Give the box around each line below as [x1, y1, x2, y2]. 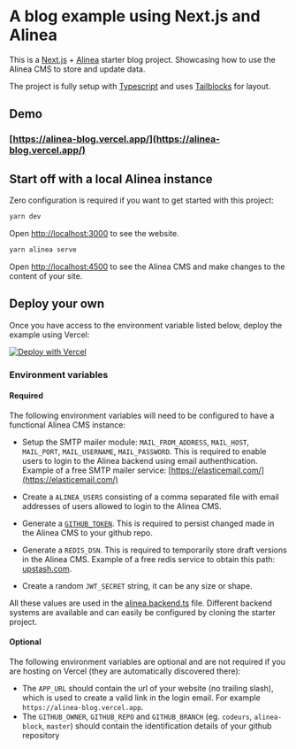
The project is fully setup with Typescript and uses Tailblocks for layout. [9, 81, 271, 91]
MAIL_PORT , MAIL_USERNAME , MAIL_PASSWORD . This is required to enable [21, 445, 267, 457]
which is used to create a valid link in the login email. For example [21, 692, 261, 703]
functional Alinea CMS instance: [9, 419, 126, 430]
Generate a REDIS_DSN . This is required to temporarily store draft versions [21, 544, 287, 555]
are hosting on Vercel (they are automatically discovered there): [9, 666, 241, 676]
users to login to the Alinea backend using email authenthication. [21, 455, 258, 466]
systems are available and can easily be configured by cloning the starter [9, 606, 276, 617]
